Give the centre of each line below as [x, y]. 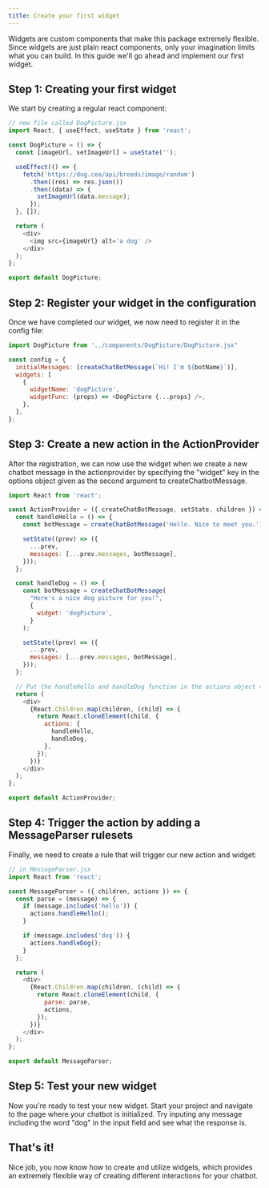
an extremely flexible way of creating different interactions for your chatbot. [133, 1175]
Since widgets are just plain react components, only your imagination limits [132, 47]
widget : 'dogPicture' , [75, 613]
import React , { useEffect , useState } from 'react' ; [100, 131]
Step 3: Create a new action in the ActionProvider [134, 444]
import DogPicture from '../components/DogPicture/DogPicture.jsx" [123, 345]
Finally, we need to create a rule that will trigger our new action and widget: [132, 855]
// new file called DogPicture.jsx [68, 123]
